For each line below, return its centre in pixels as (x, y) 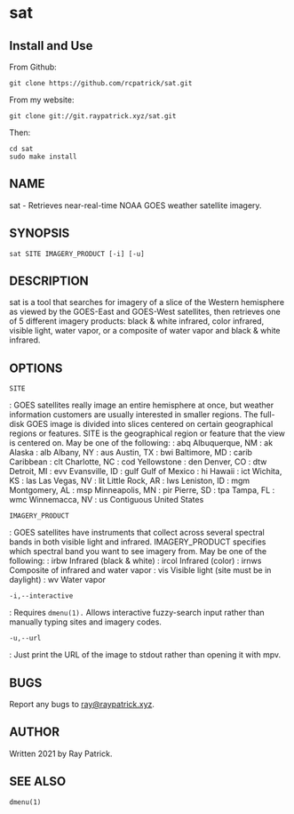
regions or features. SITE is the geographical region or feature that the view (147, 433)
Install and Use (51, 46)
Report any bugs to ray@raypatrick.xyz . (82, 705)
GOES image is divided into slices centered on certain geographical (150, 424)
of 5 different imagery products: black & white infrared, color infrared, (137, 321)
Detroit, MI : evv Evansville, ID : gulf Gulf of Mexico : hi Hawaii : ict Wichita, (146, 471)
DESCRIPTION (49, 282)
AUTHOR (35, 732)
